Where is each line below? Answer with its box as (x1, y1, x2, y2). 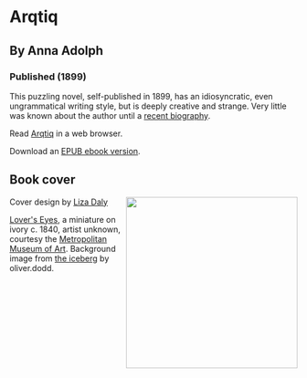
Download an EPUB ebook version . (9, 145, 141, 156)
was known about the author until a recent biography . (9, 110, 211, 121)
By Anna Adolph (9, 43, 103, 58)
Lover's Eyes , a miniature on (9, 214, 116, 225)
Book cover (9, 172, 76, 188)
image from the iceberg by (9, 253, 110, 264)
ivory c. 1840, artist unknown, (9, 224, 122, 235)
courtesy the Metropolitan (9, 233, 108, 244)
